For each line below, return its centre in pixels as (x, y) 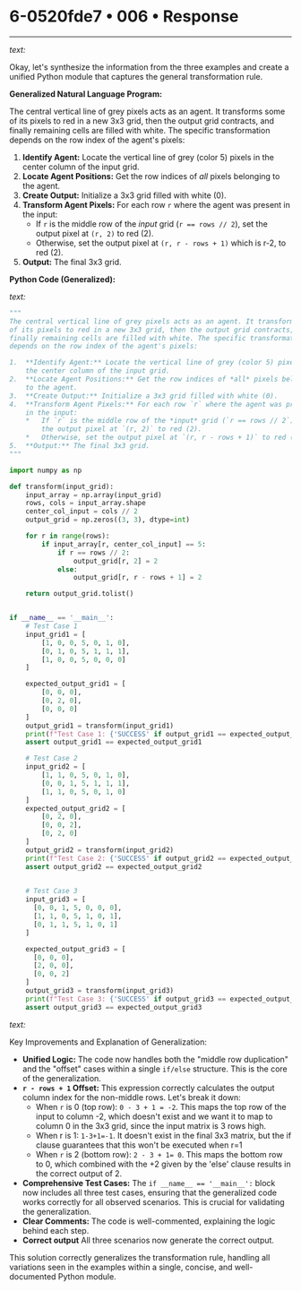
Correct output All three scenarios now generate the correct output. (148, 1240)
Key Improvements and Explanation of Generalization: (108, 1042)
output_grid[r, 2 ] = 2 (116, 561)
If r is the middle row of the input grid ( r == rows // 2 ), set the (152, 224)
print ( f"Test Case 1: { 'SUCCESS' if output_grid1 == (126, 734)
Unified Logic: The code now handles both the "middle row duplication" (155, 1059)
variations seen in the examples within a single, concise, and (121, 1267)
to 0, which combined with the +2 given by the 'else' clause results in (163, 1164)
